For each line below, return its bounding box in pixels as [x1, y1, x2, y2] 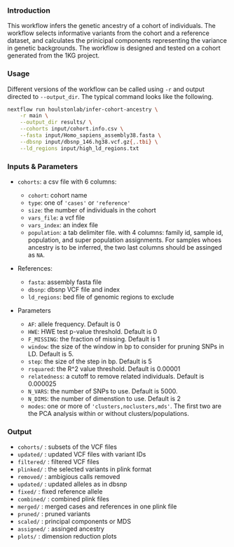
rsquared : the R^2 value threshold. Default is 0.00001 [27, 365, 181, 373]
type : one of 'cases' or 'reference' [27, 198, 131, 207]
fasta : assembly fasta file [27, 278, 102, 286]
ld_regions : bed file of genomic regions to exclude [27, 293, 174, 302]
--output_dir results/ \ [20, 119, 92, 126]
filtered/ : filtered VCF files [17, 458, 99, 466]
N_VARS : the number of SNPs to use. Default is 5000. [27, 387, 178, 396]
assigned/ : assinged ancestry [17, 525, 105, 533]
